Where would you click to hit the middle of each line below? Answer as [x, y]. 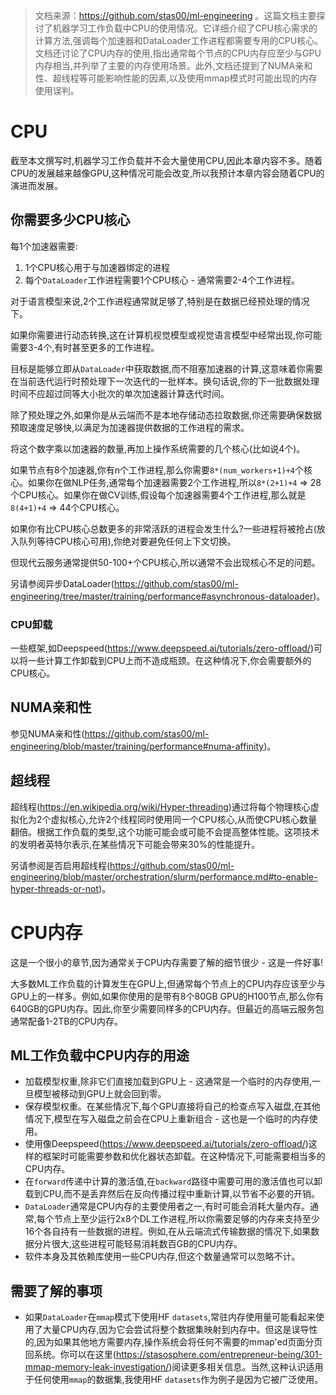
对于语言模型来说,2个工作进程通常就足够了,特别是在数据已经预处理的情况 [160, 301]
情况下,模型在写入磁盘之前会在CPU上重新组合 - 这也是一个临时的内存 [167, 1119]
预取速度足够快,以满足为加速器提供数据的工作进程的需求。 [130, 427]
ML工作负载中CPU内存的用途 [100, 1055]
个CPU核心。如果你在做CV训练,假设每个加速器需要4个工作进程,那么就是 [158, 495]
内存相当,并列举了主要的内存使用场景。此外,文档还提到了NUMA [165, 65]
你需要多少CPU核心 [70, 220]
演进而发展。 [36, 185]
